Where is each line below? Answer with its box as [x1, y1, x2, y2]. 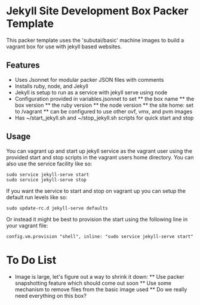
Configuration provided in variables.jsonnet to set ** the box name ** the [14, 95, 195, 102]
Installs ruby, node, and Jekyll [14, 82, 88, 90]
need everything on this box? [14, 292, 87, 299]
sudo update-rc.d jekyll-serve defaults [6, 205, 109, 211]
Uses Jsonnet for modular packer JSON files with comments [14, 76, 164, 83]
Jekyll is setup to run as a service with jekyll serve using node [14, 88, 168, 96]
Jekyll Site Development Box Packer [6, 4, 189, 18]
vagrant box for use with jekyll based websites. [6, 43, 122, 50]
